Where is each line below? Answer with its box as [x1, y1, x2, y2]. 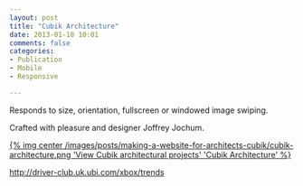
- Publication [9, 55, 63, 64]
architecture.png [9, 149, 71, 160]
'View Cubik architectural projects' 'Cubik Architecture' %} [72, 149, 292, 160]
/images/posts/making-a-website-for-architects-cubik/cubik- [64, 139, 294, 150]
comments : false [9, 38, 71, 48]
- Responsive [9, 72, 59, 81]
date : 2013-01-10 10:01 [9, 30, 99, 39]
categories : [9, 47, 54, 56]
